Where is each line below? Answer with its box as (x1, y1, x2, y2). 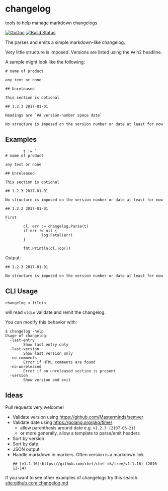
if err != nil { (23, 228, 57, 233)
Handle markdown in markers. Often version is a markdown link (12, 452, 144, 458)
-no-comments (10, 355, 37, 360)
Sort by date (12, 441, 39, 447)
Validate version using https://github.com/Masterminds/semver (12, 414, 144, 420)
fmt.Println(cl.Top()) (23, 246, 71, 251)
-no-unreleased (10, 364, 42, 369)
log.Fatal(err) (41, 233, 73, 238)
